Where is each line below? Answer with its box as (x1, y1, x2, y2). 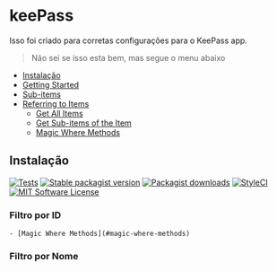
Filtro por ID (9, 208, 62, 221)
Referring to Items (22, 98, 90, 109)
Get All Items (35, 108, 83, 118)
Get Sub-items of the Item (35, 118, 132, 128)
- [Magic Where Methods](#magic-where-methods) (9, 230, 191, 239)
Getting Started (22, 79, 79, 90)
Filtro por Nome (9, 249, 79, 262)
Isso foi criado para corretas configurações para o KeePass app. (9, 35, 248, 46)
